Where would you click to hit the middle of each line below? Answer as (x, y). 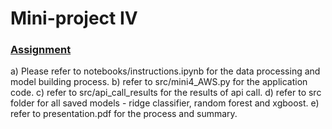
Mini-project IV (74, 18)
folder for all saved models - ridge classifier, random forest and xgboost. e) (165, 103)
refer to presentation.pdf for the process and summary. (124, 114)
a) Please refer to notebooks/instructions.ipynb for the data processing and (165, 71)
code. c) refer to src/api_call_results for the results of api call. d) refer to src (166, 93)
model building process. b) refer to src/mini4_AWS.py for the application (159, 82)
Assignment (41, 50)
